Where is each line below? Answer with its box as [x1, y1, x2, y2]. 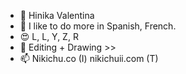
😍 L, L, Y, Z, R [19, 31, 79, 42]
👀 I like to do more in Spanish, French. [19, 20, 177, 32]
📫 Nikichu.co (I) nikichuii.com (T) [19, 53, 159, 64]
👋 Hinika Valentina [19, 10, 95, 21]
